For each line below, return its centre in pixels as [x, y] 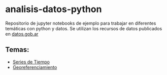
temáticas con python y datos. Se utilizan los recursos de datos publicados [84, 28]
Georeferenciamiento [35, 67]
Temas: [17, 50]
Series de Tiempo [31, 62]
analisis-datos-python [54, 9]
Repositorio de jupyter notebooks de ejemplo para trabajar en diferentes [81, 23]
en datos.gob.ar [22, 34]
